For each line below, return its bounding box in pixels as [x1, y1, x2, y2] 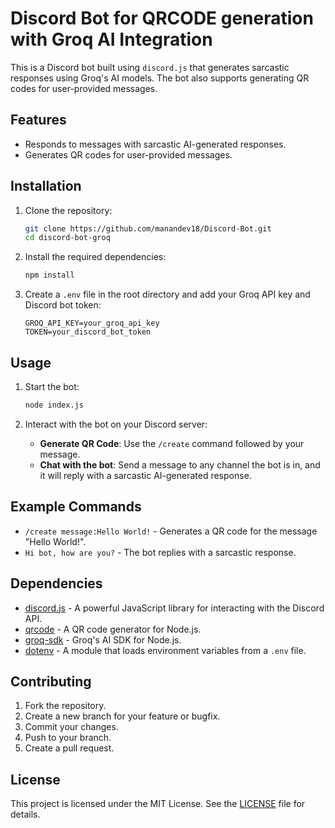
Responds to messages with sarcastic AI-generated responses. [24, 138, 287, 150]
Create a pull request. [24, 742, 115, 754]
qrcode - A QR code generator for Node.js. [24, 623, 202, 635]
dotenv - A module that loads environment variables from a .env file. [24, 644, 307, 656]
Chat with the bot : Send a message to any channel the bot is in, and [39, 458, 321, 471]
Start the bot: [24, 381, 80, 392]
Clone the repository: [24, 204, 113, 216]
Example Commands [10, 498, 142, 516]
